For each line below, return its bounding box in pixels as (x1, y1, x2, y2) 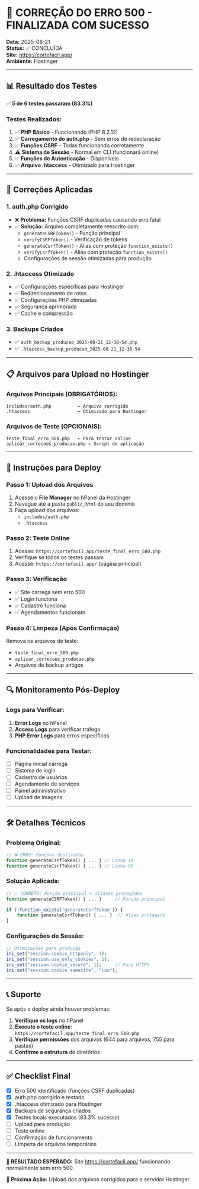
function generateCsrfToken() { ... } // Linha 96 (6, 863, 134, 869)
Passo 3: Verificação (6, 575, 67, 584)
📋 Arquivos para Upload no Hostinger (6, 369, 149, 379)
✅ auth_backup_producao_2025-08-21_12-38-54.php (14, 339, 138, 346)
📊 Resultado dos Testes (6, 81, 98, 92)
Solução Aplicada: (6, 877, 60, 885)
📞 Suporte (6, 989, 41, 999)
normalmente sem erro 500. (6, 1165, 75, 1172)
